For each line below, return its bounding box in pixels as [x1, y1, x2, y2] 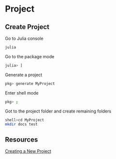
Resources [5, 135, 38, 143]
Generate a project [5, 72, 43, 78]
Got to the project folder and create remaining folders [5, 108, 112, 114]
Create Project [5, 23, 50, 31]
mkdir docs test [5, 122, 38, 127]
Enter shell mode [5, 90, 39, 95]
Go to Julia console [5, 35, 43, 41]
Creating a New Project [5, 148, 52, 154]
